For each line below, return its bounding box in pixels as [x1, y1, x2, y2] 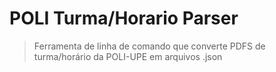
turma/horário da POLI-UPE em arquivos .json [33, 50, 223, 62]
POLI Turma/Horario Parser [9, 7, 239, 30]
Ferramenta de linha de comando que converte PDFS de [33, 40, 266, 52]
